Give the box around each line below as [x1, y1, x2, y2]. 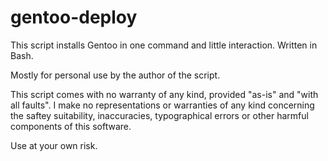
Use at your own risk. [10, 139, 98, 151]
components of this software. [10, 120, 132, 132]
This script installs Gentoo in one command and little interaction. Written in [10, 39, 318, 51]
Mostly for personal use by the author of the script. [10, 69, 221, 81]
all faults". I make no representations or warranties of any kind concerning [10, 99, 315, 111]
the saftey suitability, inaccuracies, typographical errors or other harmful [10, 109, 309, 121]
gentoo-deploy [10, 6, 138, 29]
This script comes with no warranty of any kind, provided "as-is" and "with [10, 88, 319, 100]
